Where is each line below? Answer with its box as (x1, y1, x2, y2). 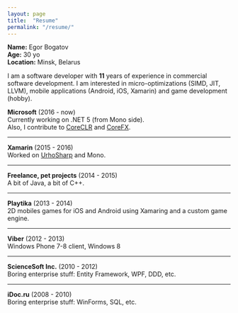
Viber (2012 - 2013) (7, 234, 65, 243)
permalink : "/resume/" (7, 23, 74, 30)
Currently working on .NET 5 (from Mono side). (7, 115, 145, 124)
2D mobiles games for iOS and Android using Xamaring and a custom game (7, 207, 228, 215)
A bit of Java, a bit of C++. (7, 178, 85, 188)
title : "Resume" (7, 17, 59, 24)
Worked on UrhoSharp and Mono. (7, 151, 106, 159)
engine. (7, 214, 30, 223)
